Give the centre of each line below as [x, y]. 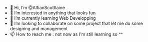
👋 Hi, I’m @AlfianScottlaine [37, 8]
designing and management [39, 29]
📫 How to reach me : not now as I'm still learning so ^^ [66, 34]
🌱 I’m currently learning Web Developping [53, 18]
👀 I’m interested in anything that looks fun [53, 13]
